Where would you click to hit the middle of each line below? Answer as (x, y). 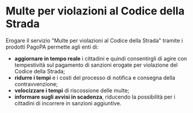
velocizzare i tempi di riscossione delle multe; (72, 90)
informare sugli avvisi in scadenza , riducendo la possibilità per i (95, 97)
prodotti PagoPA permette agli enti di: (52, 47)
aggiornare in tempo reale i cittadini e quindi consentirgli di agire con (101, 58)
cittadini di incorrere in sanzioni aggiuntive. (68, 103)
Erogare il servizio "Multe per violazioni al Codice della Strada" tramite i (94, 40)
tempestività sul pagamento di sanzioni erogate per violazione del (96, 65)
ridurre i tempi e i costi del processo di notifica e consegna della (95, 78)
